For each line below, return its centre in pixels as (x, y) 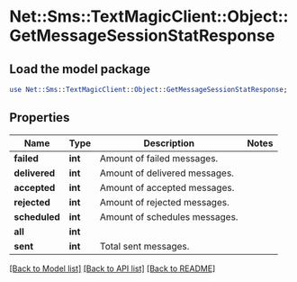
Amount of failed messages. (159, 158)
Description (169, 143)
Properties (40, 118)
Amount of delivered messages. (166, 173)
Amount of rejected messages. (164, 202)
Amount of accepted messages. (167, 187)
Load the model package (80, 69)
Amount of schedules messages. (169, 216)
